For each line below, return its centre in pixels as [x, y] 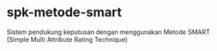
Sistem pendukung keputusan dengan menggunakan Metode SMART [108, 32]
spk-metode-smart [64, 12]
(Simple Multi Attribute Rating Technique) [67, 39]
